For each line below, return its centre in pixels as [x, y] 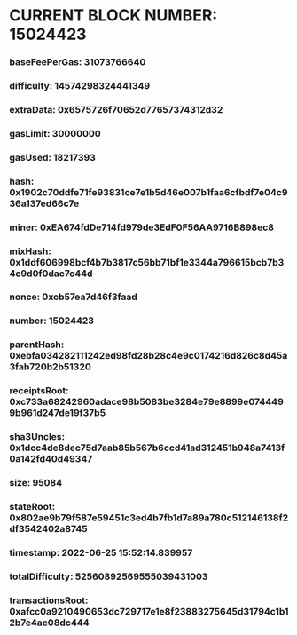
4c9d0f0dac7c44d [51, 274]
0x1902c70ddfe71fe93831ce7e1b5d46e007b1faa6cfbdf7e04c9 [148, 192]
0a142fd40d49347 [51, 459]
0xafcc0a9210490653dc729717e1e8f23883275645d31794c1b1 [149, 611]
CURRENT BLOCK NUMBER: [113, 16]
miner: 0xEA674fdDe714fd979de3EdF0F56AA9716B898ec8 [142, 227]
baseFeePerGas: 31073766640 [78, 62]
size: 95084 [36, 483]
